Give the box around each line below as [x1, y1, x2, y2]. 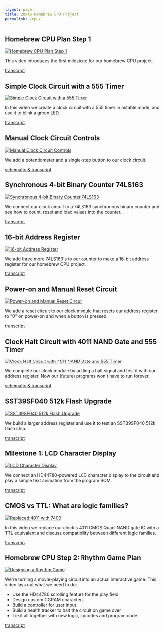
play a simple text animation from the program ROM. [5, 477, 112, 483]
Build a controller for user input [12, 602, 76, 608]
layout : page [5, 7, 32, 12]
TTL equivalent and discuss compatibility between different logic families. [5, 530, 157, 536]
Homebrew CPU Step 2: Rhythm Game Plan [5, 553, 141, 562]
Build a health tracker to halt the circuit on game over [12, 607, 121, 613]
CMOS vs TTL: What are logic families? [5, 502, 128, 510]
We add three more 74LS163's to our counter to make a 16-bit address [5, 256, 149, 262]
